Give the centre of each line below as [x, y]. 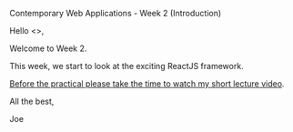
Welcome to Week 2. [48, 48]
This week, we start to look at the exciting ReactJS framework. [126, 66]
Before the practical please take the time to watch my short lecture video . [147, 84]
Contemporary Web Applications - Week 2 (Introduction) [116, 13]
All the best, [32, 101]
